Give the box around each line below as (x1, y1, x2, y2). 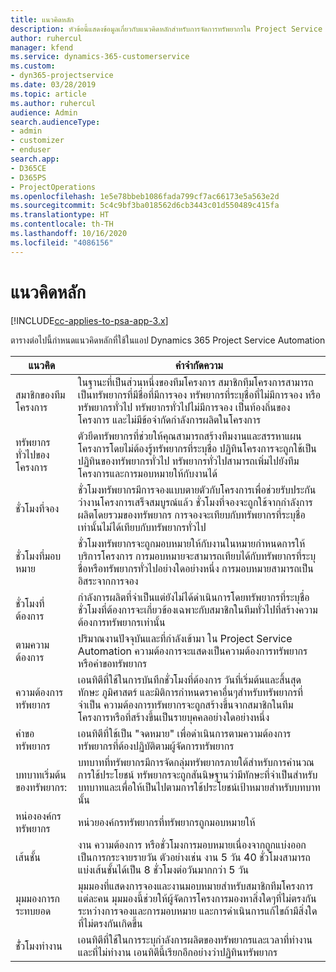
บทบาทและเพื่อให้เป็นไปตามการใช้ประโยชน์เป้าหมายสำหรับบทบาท (77, 780, 321, 794)
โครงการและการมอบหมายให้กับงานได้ (77, 466, 218, 480)
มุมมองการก (15, 891, 61, 905)
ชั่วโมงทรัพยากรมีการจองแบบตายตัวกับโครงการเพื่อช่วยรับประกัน (77, 482, 317, 496)
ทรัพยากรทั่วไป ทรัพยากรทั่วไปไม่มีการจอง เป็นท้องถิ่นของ (77, 400, 291, 414)
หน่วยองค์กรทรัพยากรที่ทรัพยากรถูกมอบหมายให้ (77, 815, 256, 829)
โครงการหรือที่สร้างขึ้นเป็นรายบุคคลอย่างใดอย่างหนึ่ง (77, 710, 270, 724)
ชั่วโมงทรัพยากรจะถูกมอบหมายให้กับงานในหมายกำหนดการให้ (77, 536, 306, 550)
